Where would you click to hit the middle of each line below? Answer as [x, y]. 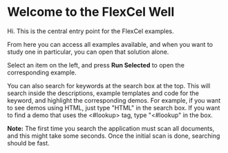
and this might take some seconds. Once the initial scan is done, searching [114, 136]
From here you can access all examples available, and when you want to [110, 44]
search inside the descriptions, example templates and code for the [103, 93]
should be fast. [28, 143]
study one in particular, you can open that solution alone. [88, 52]
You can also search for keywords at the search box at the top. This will [109, 85]
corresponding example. [42, 72]
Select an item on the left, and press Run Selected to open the [96, 65]
